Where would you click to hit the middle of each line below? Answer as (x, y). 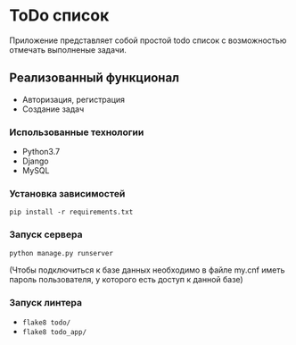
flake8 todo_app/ (54, 332)
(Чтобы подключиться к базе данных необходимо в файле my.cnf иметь (147, 270)
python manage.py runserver (62, 253)
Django (35, 161)
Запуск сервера (46, 235)
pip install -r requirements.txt (71, 212)
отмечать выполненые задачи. (68, 49)
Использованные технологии (77, 132)
